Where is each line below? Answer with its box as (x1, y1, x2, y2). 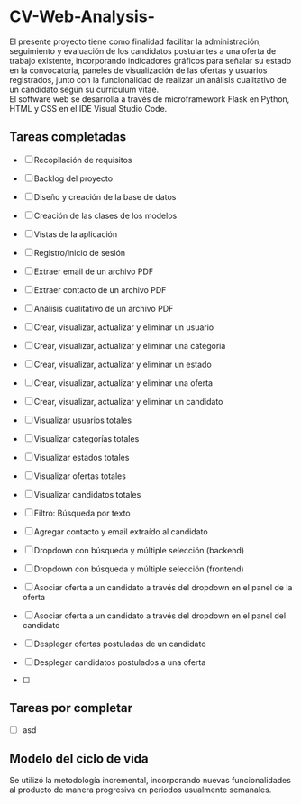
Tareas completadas (9, 129, 127, 145)
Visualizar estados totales (33, 452, 130, 462)
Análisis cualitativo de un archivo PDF (33, 303, 174, 314)
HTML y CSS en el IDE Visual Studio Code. (9, 103, 168, 114)
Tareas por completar (9, 700, 133, 716)
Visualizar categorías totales (33, 433, 140, 443)
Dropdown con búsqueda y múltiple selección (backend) (33, 544, 245, 555)
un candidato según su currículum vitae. (9, 84, 160, 95)
